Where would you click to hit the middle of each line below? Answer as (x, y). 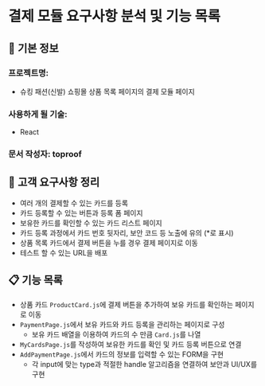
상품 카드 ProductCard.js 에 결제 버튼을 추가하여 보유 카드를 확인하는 (126, 304)
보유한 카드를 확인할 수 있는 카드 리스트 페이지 (91, 223)
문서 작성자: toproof (45, 154)
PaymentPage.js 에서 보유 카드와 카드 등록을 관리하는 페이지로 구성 (122, 324)
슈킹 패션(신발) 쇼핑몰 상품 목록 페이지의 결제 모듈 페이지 (107, 92)
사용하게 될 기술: (38, 114)
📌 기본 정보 (34, 48)
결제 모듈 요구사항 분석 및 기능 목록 (115, 16)
